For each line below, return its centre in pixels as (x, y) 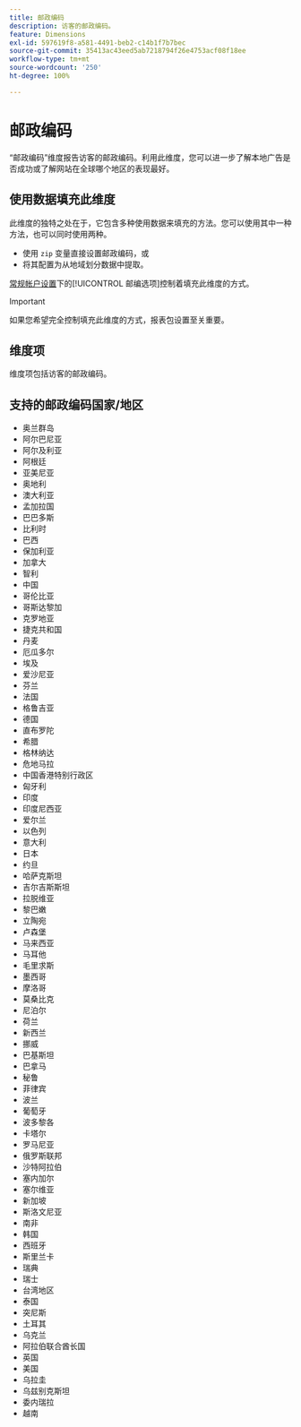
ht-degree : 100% (39, 76)
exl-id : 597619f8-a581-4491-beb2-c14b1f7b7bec (98, 43)
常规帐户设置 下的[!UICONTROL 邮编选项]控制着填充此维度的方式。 (132, 283)
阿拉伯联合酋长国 (54, 1346)
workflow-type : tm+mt (50, 59)
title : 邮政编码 (37, 17)
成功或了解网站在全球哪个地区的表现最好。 (95, 168)
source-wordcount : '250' (56, 68)
